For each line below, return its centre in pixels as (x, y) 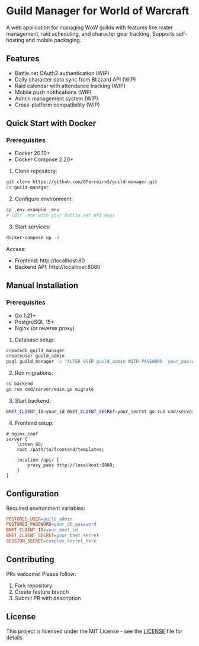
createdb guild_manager (36, 350)
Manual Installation (42, 286)
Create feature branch (42, 592)
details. (15, 637)
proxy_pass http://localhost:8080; (71, 465)
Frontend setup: (34, 423)
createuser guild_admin (36, 356)
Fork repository (33, 585)
